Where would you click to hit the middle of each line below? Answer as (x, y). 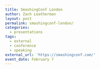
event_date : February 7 (30, 59)
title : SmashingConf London (34, 9)
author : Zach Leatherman (31, 14)
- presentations (26, 32)
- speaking (21, 50)
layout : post (18, 18)
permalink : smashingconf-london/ (39, 23)
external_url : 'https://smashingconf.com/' (50, 55)
